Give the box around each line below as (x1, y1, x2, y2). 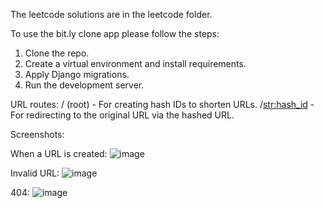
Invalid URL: (10, 167, 60, 179)
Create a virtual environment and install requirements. (24, 58, 247, 69)
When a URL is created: (10, 148, 108, 159)
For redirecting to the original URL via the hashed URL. (10, 109, 235, 121)
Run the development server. (24, 79, 145, 91)
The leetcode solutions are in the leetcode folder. (10, 9, 213, 20)
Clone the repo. (24, 47, 90, 59)
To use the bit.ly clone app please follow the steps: (10, 28, 220, 39)
